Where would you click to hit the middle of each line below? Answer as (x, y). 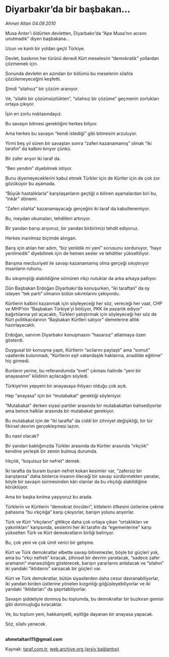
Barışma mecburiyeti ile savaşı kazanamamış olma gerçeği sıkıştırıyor (77, 263)
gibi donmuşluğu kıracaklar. (34, 604)
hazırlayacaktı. (20, 325)
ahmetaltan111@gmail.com (34, 639)
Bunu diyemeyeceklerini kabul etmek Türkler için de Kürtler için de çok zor (83, 178)
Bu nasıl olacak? (22, 436)
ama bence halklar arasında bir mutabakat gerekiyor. (60, 411)
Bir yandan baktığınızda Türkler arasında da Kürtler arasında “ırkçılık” (77, 445)
